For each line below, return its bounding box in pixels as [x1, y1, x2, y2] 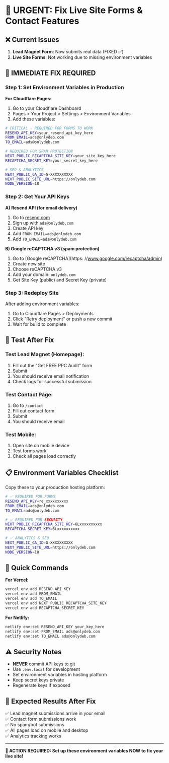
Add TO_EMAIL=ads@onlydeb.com [12, 236, 77, 242]
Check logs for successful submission [12, 378, 92, 384]
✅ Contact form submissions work [5, 716, 76, 722]
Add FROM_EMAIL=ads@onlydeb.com [12, 230, 81, 236]
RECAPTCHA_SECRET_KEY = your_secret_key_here [5, 158, 98, 163]
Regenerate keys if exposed [12, 682, 71, 688]
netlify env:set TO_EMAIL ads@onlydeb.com [5, 634, 96, 639]
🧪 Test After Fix [5, 336, 54, 344]
